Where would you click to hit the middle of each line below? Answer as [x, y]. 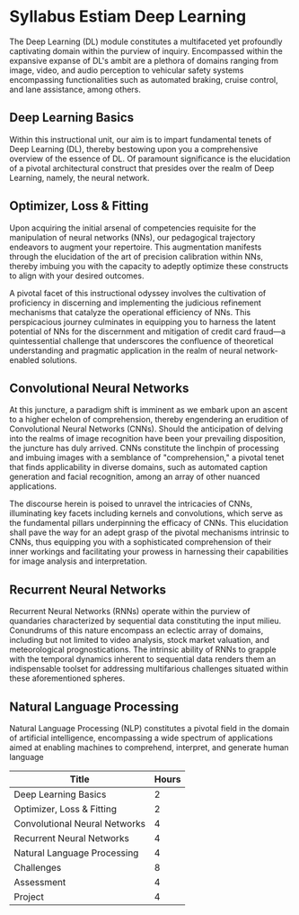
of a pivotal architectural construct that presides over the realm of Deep [142, 168]
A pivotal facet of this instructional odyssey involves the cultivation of [138, 293]
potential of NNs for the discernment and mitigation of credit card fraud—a [147, 331]
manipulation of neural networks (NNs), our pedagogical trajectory [132, 237]
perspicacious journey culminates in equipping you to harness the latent [143, 322]
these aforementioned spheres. [67, 678]
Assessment [40, 882]
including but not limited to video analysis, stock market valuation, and [139, 640]
